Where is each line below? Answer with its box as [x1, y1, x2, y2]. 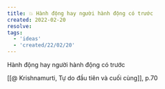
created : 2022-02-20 [7, 16, 67, 23]
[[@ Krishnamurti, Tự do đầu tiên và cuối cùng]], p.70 [7, 74, 158, 82]
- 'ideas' [13, 36, 41, 42]
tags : [7, 29, 23, 36]
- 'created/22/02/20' [13, 42, 76, 49]
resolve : [7, 23, 32, 29]
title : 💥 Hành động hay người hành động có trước [7, 10, 153, 17]
